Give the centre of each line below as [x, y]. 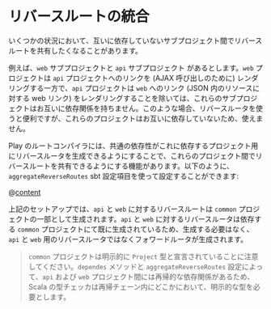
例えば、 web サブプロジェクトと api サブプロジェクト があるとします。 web [131, 68]
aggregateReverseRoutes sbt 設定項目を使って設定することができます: [124, 176]
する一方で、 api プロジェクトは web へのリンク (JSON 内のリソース [141, 88]
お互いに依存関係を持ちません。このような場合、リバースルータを [146, 108]
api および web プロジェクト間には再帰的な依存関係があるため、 [148, 277]
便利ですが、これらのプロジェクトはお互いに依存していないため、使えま [143, 118]
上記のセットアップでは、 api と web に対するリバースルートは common [123, 209]
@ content [25, 192]
